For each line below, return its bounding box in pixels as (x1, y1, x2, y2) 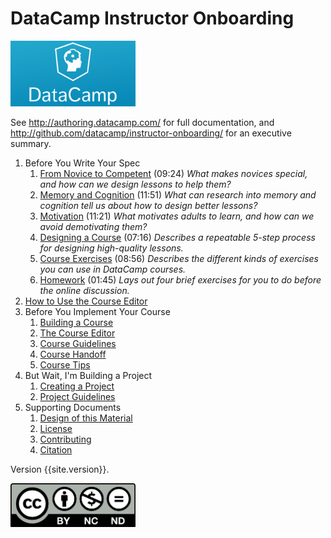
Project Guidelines (39, 390, 116, 402)
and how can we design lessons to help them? (39, 178, 232, 190)
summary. (10, 137, 52, 149)
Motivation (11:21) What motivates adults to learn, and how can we (39, 210, 315, 222)
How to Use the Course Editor (24, 295, 148, 307)
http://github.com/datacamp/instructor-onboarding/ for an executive (10, 127, 292, 139)
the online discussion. (39, 284, 130, 296)
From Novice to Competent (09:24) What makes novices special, (39, 167, 308, 179)
